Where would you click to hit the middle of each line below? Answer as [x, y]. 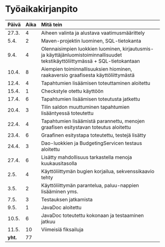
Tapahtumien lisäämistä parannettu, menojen [93, 121]
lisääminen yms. [60, 191]
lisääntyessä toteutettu [67, 113]
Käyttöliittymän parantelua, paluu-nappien [90, 185]
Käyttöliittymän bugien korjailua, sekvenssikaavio [98, 171]
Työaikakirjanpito [41, 9]
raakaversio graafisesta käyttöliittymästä [88, 75]
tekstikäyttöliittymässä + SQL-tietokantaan [91, 61]
